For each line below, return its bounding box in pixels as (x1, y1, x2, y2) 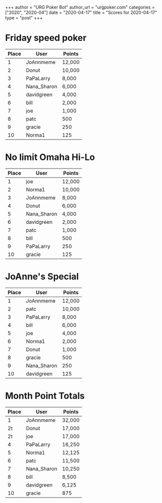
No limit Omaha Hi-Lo (5, 152, 95, 163)
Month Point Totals (5, 390, 85, 401)
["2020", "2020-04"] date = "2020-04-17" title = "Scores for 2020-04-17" (5, 9, 158, 15)
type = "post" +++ (5, 15, 43, 20)
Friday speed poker (5, 32, 87, 44)
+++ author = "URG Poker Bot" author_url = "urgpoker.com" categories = (5, 4, 155, 10)
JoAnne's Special (5, 271, 79, 282)
